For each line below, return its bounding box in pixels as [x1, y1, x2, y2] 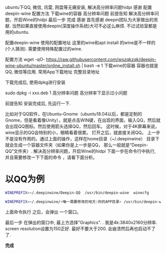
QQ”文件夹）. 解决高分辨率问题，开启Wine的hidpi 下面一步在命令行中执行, [5, 148, 156, 154]
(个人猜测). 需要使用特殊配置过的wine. [5, 46, 83, 52]
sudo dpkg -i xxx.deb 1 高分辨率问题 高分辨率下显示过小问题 [5, 90, 127, 96]
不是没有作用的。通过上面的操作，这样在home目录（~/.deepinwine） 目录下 [5, 136, 160, 141]
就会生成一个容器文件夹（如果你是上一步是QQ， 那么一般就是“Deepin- [5, 142, 148, 148]
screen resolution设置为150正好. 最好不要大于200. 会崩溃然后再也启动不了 [5, 225, 156, 232]
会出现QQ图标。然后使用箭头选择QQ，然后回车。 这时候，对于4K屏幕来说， [5, 124, 160, 129]
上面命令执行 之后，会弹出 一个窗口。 [5, 209, 82, 215]
